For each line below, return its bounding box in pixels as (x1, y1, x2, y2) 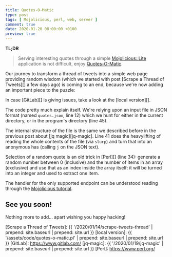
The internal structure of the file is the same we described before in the (5, 127, 157, 134)
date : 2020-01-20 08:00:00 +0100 (5, 27, 77, 32)
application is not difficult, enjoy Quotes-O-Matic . (17, 61, 123, 67)
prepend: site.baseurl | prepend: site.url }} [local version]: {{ (5, 229, 132, 235)
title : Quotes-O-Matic (5, 7, 54, 13)
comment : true (5, 22, 36, 27)
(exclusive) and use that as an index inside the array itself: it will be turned (5, 165, 162, 170)
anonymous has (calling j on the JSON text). (5, 144, 100, 150)
